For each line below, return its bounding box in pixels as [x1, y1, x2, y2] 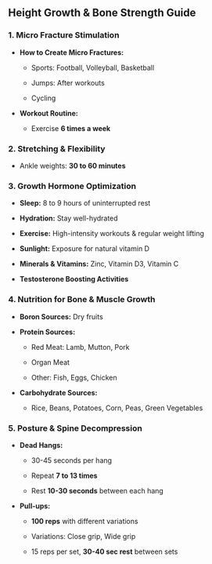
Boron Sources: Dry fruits [19, 311, 103, 321]
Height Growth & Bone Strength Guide [8, 6, 196, 20]
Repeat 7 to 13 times [31, 471, 98, 480]
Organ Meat [31, 357, 70, 367]
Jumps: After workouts [31, 78, 106, 87]
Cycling [31, 93, 56, 103]
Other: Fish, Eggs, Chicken [31, 373, 117, 382]
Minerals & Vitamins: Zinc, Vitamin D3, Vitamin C [19, 259, 179, 269]
